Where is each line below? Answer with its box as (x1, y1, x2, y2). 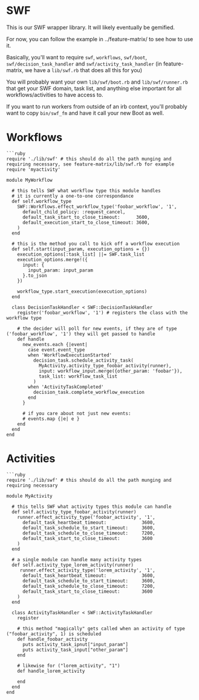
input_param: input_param (28, 267, 94, 273)
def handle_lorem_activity (17, 668, 85, 674)
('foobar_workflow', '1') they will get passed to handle (6, 331, 155, 337)
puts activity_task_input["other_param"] (22, 647, 129, 653)
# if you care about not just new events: (22, 410, 131, 416)
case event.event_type (28, 347, 85, 353)
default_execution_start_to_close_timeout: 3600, (22, 219, 150, 225)
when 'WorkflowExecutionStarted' (28, 352, 113, 358)
